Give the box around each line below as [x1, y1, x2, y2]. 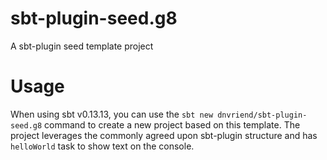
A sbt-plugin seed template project [10, 40, 154, 52]
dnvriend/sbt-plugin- [217, 110, 308, 120]
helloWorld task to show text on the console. [10, 140, 195, 152]
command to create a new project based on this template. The [44, 118, 301, 131]
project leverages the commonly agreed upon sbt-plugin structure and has [10, 129, 318, 141]
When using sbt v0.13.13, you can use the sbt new [10, 108, 214, 120]
